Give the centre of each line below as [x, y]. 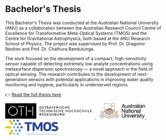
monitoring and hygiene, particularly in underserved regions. [67, 84]
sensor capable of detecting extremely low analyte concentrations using [79, 64]
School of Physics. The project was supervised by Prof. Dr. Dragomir [75, 43]
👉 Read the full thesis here [33, 94]
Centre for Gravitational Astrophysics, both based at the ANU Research [78, 38]
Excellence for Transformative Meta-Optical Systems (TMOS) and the [76, 33]
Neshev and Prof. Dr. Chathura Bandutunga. [50, 49]
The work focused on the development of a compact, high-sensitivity [76, 58]
